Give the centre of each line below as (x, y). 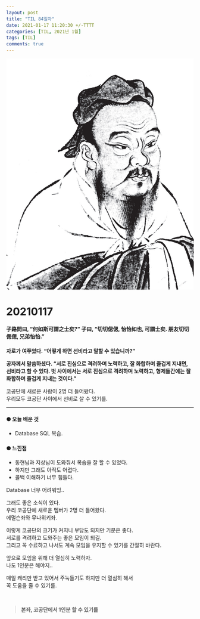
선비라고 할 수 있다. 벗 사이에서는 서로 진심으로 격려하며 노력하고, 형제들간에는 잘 (99, 371)
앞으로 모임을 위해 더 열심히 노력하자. (49, 558)
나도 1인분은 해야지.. (29, 565)
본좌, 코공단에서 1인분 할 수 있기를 (59, 610)
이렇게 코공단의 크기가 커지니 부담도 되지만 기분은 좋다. (70, 530)
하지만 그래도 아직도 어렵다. (47, 470)
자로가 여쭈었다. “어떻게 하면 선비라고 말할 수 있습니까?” (71, 351)
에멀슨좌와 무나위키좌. (32, 518)
